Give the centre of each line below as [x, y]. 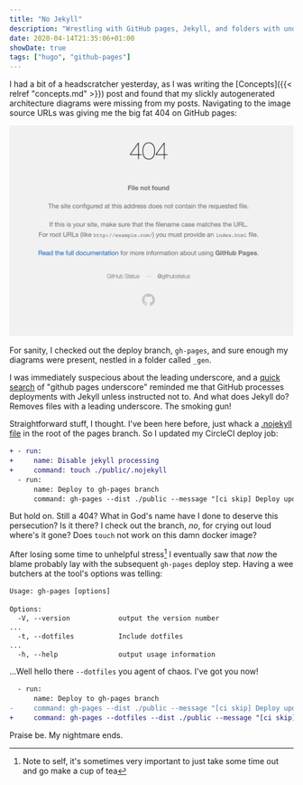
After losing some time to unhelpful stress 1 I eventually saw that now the [143, 553]
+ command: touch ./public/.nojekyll [88, 470]
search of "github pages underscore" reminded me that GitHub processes [147, 387]
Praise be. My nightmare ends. [66, 735]
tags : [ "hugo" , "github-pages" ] [70, 57]
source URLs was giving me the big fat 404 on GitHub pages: [123, 113]
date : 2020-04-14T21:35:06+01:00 [72, 38]
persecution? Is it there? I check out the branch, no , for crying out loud [141, 525]
